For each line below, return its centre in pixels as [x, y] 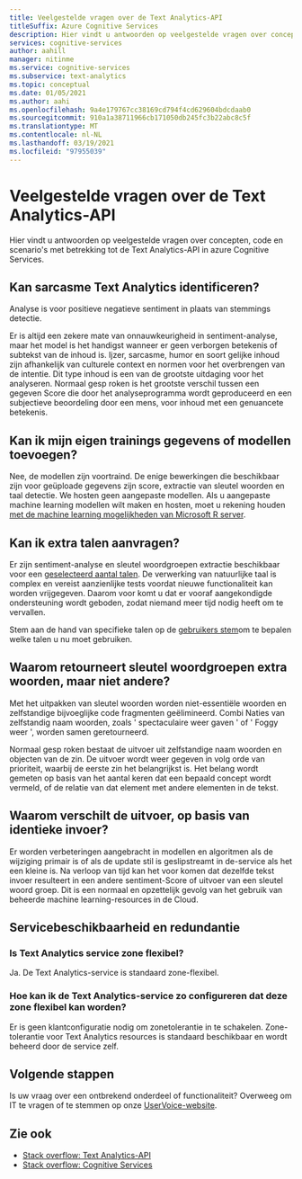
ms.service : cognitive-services [70, 68]
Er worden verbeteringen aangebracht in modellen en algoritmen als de [142, 852]
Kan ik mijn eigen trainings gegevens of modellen [151, 440]
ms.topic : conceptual [50, 85]
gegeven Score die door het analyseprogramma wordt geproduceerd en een [151, 393]
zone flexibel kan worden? [68, 1007]
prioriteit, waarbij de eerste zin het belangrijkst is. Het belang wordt [134, 768]
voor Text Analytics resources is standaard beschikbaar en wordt [167, 1036]
